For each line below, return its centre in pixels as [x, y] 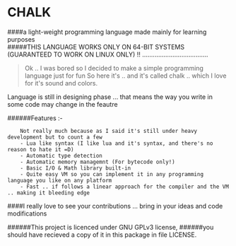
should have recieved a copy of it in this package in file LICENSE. [102, 235]
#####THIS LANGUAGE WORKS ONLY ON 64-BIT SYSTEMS [96, 47]
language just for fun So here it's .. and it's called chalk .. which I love [125, 76]
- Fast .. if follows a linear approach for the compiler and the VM [125, 187]
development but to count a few [55, 137]
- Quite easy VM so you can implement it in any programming [112, 174]
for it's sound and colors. [61, 83]
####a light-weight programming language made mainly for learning [107, 32]
